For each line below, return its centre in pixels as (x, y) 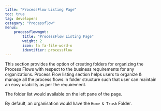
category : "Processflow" (30, 23)
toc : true (15, 14)
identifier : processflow (47, 50)
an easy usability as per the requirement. (46, 84)
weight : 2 (32, 41)
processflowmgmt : (31, 32)
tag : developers (21, 18)
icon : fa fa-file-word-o (47, 46)
